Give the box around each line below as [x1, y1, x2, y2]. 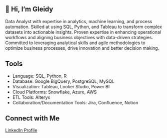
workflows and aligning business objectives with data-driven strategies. [5, 34, 153, 40]
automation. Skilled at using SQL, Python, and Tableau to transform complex [5, 24, 162, 30]
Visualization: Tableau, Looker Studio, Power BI [12, 83, 110, 89]
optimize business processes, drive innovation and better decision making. [5, 45, 159, 51]
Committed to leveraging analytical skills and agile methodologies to [5, 40, 146, 46]
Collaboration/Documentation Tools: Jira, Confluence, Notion [12, 99, 138, 105]
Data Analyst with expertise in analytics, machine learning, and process [5, 18, 152, 24]
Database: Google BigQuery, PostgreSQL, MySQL [12, 78, 115, 84]
